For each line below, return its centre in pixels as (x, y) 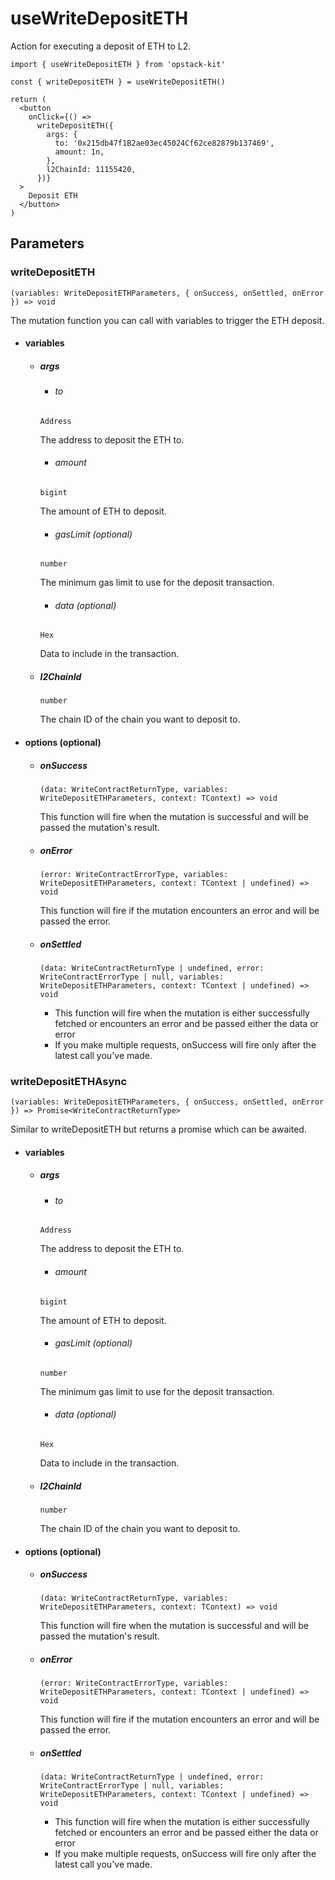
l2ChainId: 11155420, (91, 169)
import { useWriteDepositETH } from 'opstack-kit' (118, 64)
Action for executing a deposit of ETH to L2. (101, 46)
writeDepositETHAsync (69, 1081)
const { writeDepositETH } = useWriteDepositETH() (118, 82)
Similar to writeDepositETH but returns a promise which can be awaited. (158, 1129)
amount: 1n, (79, 152)
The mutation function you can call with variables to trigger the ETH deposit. (167, 320)
